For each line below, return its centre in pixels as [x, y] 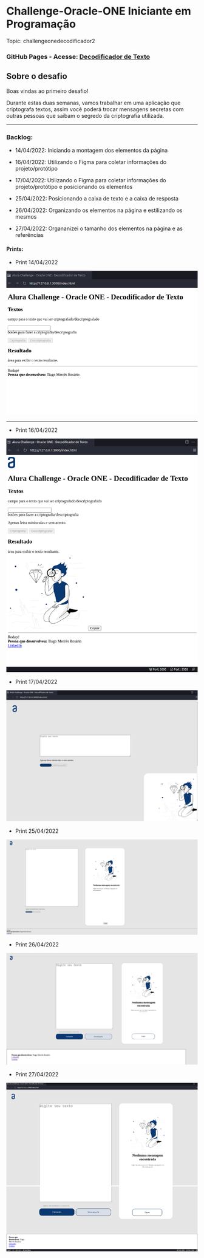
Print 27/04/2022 [37, 1075]
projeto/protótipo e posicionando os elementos [74, 186]
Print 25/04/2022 [37, 831]
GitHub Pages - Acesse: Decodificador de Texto [78, 56]
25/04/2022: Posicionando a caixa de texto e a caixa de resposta [97, 198]
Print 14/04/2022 [36, 262]
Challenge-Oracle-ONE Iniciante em [99, 11]
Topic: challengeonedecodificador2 [51, 41]
